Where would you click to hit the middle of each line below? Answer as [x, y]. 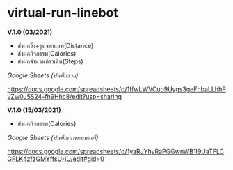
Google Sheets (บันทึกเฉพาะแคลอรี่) [53, 137]
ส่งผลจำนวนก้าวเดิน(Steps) [50, 61]
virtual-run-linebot [63, 13]
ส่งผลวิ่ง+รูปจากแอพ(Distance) [55, 45]
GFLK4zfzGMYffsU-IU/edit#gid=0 [56, 159]
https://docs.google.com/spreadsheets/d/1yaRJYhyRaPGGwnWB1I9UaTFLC [116, 151]
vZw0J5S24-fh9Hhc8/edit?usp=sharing [65, 96]
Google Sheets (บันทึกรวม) [43, 75]
